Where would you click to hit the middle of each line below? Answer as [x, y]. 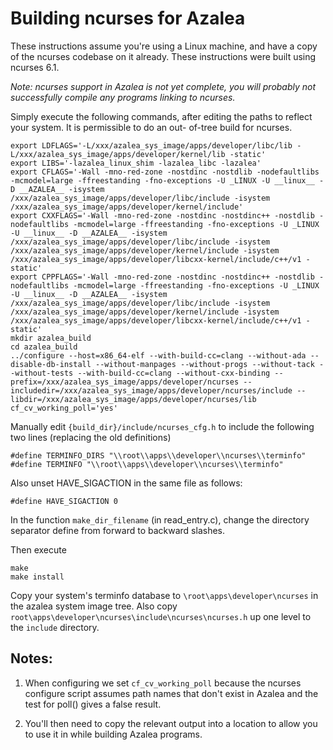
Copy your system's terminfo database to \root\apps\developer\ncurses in [164, 595]
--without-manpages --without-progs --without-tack [205, 364]
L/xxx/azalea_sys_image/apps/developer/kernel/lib [118, 154]
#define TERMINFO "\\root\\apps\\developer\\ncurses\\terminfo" [147, 464]
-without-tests [42, 373]
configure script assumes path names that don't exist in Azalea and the [171, 693]
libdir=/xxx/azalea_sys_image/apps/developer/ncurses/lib [133, 399]
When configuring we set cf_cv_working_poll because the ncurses [163, 683]
